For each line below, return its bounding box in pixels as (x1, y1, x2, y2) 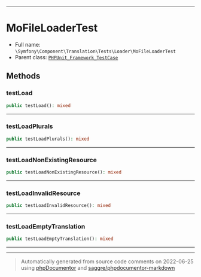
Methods (6, 71, 41, 81)
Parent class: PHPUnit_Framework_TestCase (14, 53, 118, 60)
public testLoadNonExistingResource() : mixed (6, 169, 121, 175)
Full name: (14, 41, 41, 48)
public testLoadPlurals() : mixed (6, 136, 90, 142)
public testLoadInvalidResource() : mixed (6, 203, 111, 209)
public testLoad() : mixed (6, 102, 71, 108)
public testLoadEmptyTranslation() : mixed (6, 236, 114, 242)
